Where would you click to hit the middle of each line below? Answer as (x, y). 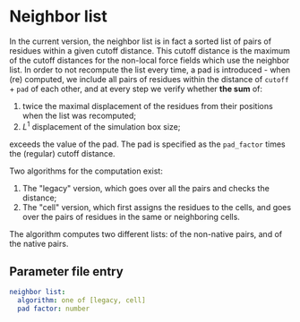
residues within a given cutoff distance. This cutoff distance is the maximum (150, 50)
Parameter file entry (66, 271)
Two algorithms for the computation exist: (86, 171)
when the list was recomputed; (79, 115)
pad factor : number (54, 309)
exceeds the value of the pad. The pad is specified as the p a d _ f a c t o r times (147, 144)
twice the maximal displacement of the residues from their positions (147, 106)
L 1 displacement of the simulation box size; (101, 125)
